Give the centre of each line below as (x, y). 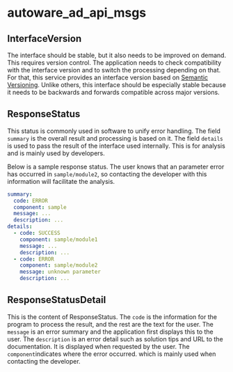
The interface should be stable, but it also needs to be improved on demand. (117, 55)
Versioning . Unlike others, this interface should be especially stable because (116, 85)
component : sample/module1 (59, 239)
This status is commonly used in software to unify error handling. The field (114, 131)
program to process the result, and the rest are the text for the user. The (110, 324)
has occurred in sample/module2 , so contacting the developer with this (107, 174)
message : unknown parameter (60, 272)
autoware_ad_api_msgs (77, 13)
